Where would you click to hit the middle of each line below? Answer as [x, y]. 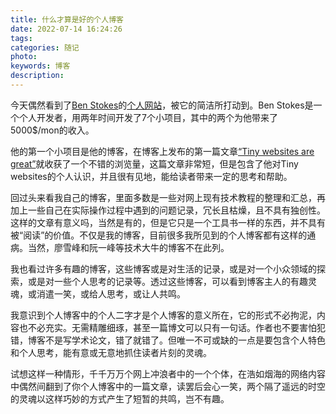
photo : [24, 57]
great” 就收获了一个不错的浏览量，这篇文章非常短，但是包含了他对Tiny [154, 163]
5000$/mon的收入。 [52, 130]
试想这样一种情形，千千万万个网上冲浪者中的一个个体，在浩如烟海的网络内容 [168, 373]
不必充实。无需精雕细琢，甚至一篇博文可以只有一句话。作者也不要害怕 [172, 327]
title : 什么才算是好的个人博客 [67, 19]
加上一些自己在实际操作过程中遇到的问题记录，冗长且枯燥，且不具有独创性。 [168, 210]
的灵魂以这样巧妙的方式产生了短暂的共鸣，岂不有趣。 [120, 398]
